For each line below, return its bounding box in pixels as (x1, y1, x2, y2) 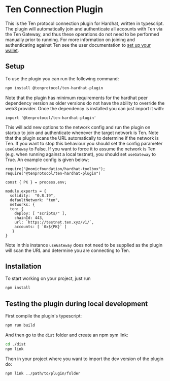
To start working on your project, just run (5, 275, 91, 281)
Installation (5, 262, 42, 271)
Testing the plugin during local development (5, 299, 148, 308)
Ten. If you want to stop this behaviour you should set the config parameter (5, 140, 163, 146)
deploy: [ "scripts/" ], (14, 211, 67, 216)
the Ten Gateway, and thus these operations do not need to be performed (5, 31, 159, 37)
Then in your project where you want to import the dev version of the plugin (5, 356, 164, 362)
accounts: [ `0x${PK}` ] (14, 224, 67, 229)
